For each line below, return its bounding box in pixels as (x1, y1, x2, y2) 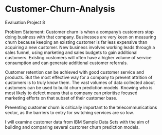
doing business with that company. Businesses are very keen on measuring (5, 34, 157, 40)
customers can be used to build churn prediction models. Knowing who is (5, 84, 153, 90)
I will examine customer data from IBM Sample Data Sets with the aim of (5, 119, 150, 125)
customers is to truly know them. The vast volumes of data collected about (5, 79, 155, 85)
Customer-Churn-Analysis (5, 3, 115, 15)
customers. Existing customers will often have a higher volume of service (5, 54, 152, 60)
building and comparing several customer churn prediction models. (5, 124, 140, 130)
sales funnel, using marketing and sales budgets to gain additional (5, 50, 138, 55)
